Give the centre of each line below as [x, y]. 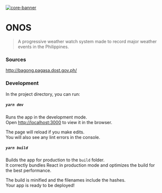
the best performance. [28, 171]
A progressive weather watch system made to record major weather [87, 41]
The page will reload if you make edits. [45, 132]
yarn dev [15, 105]
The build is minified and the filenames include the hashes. [66, 180]
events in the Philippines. [43, 47]
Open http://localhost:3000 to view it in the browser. [59, 122]
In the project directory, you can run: [43, 94]
